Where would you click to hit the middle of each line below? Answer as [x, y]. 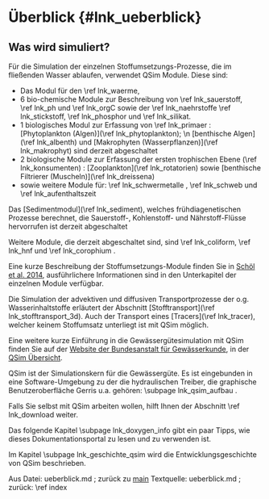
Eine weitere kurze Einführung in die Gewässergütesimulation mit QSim [126, 340]
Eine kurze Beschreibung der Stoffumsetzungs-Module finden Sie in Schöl [132, 266]
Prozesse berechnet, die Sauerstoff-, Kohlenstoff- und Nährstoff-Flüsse [127, 218]
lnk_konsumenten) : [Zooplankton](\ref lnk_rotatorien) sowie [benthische [141, 168]
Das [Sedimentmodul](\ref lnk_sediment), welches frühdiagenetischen [125, 209]
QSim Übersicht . [35, 358]
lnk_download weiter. [43, 415]
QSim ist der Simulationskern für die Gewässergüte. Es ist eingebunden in [131, 373]
